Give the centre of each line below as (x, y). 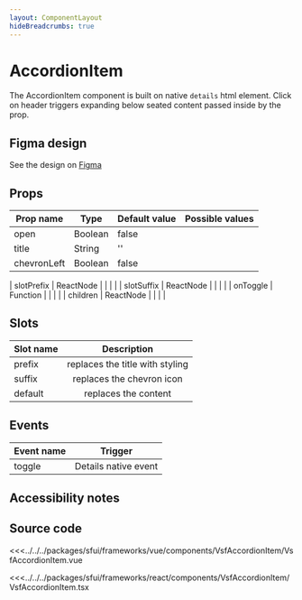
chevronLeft (40, 263)
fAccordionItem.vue (46, 559)
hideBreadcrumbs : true (52, 26)
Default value (146, 219)
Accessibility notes (64, 498)
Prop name (40, 219)
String (87, 249)
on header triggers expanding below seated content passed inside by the (146, 106)
